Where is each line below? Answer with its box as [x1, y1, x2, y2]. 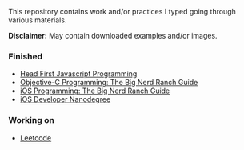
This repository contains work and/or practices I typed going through [8, 7, 236, 16]
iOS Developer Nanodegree [19, 95, 111, 104]
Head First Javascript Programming [19, 69, 138, 79]
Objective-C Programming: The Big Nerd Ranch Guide [19, 78, 198, 87]
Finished [8, 51, 43, 62]
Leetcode [19, 132, 52, 143]
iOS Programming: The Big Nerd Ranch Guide [19, 86, 170, 95]
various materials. [8, 15, 67, 25]
